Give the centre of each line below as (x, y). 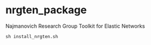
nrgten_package (46, 10)
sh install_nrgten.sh (32, 36)
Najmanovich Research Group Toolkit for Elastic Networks (75, 26)
